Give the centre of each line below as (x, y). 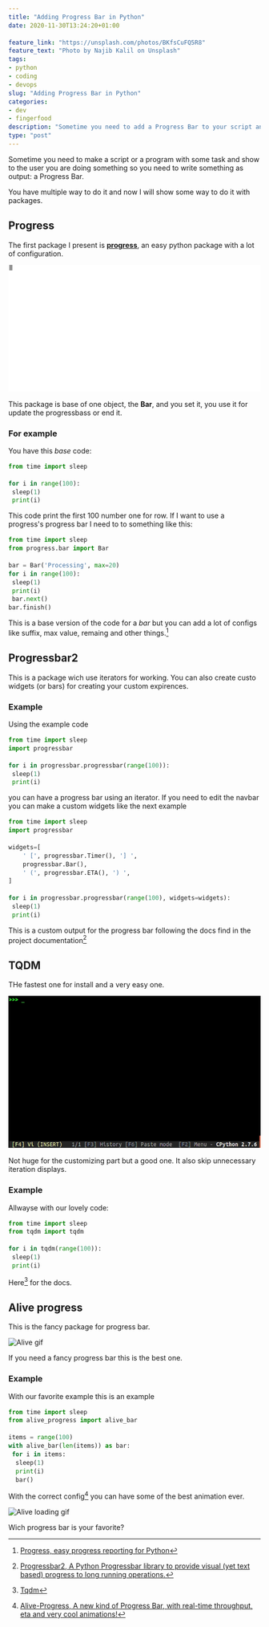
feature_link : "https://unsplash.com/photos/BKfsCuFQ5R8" (107, 43)
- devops (23, 84)
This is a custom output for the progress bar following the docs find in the (130, 930)
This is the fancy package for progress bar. (79, 1327)
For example (33, 433)
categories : (28, 102)
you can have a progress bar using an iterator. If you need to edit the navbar (134, 798)
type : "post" (30, 136)
